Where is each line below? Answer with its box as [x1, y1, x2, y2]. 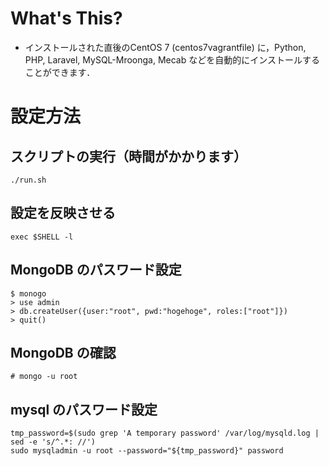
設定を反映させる [10, 205, 116, 222]
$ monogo [10, 288, 47, 299]
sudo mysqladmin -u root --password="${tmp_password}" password [10, 446, 284, 456]
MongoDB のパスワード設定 [10, 262, 182, 279]
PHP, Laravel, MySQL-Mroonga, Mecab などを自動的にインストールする [24, 53, 320, 66]
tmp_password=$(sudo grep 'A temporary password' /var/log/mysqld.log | [10, 428, 320, 439]
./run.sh [10, 175, 47, 185]
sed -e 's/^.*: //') [10, 437, 97, 447]
